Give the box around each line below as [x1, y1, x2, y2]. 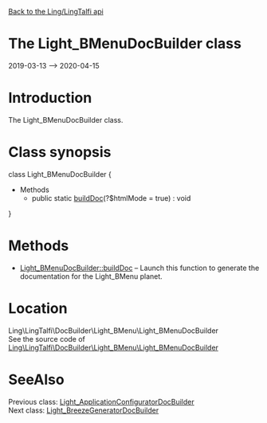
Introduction [8, 89, 92, 107]
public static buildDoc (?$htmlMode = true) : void [31, 193, 191, 202]
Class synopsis [8, 143, 112, 162]
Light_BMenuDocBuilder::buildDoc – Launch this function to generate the [19, 263, 260, 272]
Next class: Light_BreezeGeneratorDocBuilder [8, 405, 159, 415]
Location [8, 299, 68, 317]
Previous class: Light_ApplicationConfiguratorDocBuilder [8, 397, 195, 406]
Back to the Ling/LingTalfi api [8, 7, 104, 16]
